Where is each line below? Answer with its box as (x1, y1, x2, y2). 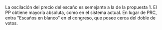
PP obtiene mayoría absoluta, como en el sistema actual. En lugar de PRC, (5, 9, 157, 15)
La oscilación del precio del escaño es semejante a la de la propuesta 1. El (5, 4, 157, 10)
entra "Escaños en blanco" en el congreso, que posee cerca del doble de (5, 15, 156, 20)
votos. (5, 20, 18, 26)
